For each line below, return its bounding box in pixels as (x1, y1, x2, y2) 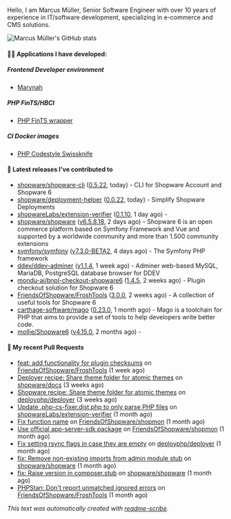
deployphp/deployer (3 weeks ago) (17, 395, 117, 404)
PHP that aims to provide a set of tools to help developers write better (17, 312, 216, 321)
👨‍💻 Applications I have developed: (7, 50, 108, 58)
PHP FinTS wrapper (17, 116, 74, 124)
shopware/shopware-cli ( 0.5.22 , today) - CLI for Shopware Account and (17, 180, 222, 189)
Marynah (17, 83, 43, 91)
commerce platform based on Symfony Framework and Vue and (17, 225, 200, 233)
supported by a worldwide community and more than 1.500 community (17, 232, 219, 240)
